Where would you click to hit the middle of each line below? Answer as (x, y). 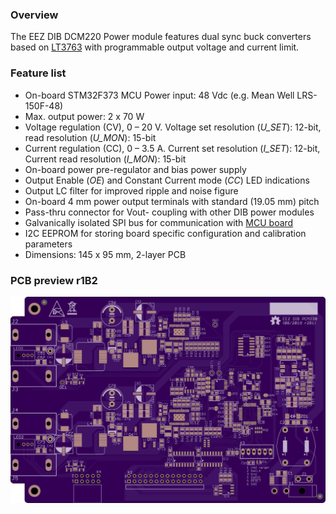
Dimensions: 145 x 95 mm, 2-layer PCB (105, 254)
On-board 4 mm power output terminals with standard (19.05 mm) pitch (172, 201)
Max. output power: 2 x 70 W (84, 116)
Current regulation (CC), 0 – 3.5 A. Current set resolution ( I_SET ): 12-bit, (172, 148)
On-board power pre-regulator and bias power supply (135, 169)
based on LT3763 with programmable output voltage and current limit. (155, 47)
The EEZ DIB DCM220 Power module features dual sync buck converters (161, 37)
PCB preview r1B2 (54, 280)
